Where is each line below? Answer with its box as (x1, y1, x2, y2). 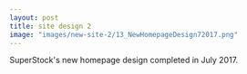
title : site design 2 (9, 22, 92, 31)
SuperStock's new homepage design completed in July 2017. (9, 55, 239, 66)
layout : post (9, 13, 59, 23)
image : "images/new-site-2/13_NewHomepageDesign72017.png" (9, 30, 239, 39)
